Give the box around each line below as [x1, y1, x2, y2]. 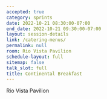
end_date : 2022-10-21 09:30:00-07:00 [6, 25, 102, 32]
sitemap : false [6, 59, 45, 65]
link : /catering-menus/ [6, 37, 66, 43]
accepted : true [6, 8, 45, 15]
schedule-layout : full [6, 54, 63, 60]
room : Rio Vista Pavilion [6, 48, 71, 54]
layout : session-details [6, 31, 69, 37]
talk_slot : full [6, 65, 47, 71]
